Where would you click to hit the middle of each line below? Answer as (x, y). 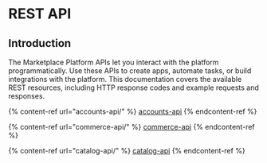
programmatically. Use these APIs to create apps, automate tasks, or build (130, 71)
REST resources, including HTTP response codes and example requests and (133, 87)
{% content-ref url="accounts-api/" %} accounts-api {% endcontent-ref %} (133, 111)
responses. (27, 96)
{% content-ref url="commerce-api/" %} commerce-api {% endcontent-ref (132, 127)
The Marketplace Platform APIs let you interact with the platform (114, 62)
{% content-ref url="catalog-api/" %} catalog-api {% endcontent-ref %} (127, 151)
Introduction (40, 43)
